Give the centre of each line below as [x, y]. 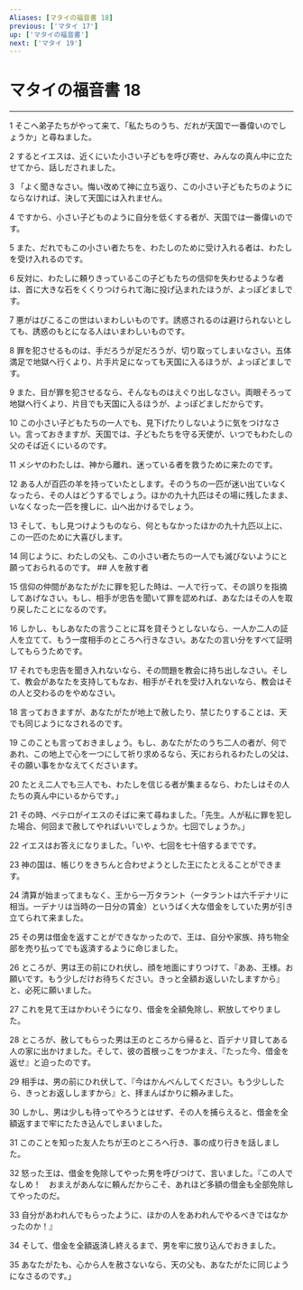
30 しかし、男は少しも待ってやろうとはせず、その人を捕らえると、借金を [145, 1112]
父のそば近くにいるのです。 [60, 446]
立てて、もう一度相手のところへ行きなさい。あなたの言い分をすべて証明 [159, 640]
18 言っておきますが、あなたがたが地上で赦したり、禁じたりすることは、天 [148, 712]
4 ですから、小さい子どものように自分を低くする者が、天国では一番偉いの [147, 217]
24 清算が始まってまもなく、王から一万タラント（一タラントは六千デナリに [149, 895]
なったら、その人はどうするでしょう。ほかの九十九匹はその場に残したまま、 [151, 495]
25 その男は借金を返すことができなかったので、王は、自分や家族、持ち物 [146, 937]
